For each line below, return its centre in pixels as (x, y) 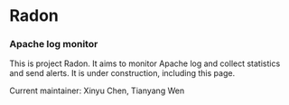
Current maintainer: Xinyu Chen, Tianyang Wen (97, 91)
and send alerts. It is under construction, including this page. (122, 73)
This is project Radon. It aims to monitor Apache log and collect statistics (145, 63)
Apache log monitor (54, 44)
